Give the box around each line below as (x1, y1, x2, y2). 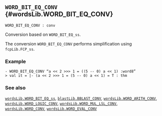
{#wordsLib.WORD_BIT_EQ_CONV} (5, 10, 113, 18)
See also (5, 85, 26, 91)
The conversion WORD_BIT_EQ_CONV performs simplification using (5, 41, 132, 46)
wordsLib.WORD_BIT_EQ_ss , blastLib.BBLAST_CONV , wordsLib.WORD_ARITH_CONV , (5, 95, 157, 101)
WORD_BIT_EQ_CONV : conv (5, 23, 55, 28)
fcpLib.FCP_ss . (5, 46, 35, 52)
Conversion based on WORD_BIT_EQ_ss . (5, 31, 81, 37)
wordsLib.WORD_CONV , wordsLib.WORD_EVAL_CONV (5, 106, 97, 112)
